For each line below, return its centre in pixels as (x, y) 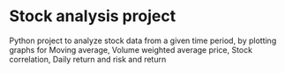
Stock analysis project (93, 16)
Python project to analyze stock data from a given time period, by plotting (143, 40)
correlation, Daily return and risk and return (88, 59)
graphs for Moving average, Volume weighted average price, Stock (131, 49)
